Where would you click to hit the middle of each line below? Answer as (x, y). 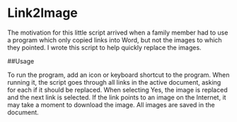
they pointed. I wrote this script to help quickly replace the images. (104, 47)
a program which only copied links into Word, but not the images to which (115, 39)
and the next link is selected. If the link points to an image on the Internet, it (117, 97)
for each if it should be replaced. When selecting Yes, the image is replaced (117, 90)
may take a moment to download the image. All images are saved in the (111, 104)
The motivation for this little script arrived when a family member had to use (118, 32)
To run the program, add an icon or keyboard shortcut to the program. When (118, 75)
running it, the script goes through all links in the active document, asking (114, 82)
